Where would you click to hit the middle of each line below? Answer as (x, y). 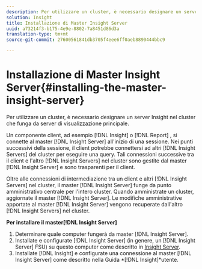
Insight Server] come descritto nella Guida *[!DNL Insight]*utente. (97, 259)
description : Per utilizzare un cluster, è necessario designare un (94, 12)
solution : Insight (29, 17)
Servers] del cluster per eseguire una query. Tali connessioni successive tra (100, 154)
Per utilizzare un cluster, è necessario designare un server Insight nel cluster (101, 117)
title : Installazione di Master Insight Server (67, 23)
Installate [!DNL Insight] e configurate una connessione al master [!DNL (103, 253)
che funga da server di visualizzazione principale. (68, 123)
